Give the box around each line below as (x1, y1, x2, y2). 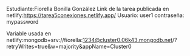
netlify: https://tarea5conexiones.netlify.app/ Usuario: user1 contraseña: (6, 12, 185, 19)
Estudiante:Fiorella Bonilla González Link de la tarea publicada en (6, 5, 169, 12)
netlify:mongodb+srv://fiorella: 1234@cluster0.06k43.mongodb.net (6, 37, 173, 43)
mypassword (6, 18, 39, 25)
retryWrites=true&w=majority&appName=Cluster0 (6, 43, 132, 50)
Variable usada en (6, 30, 52, 37)
